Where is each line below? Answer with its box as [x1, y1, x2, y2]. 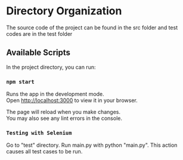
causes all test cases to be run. [6, 148, 83, 155]
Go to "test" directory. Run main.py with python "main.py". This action [6, 141, 178, 149]
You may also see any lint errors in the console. [6, 115, 122, 122]
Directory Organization [6, 4, 122, 18]
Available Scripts [6, 48, 70, 58]
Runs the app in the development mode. [6, 91, 104, 98]
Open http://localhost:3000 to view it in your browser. [6, 97, 138, 104]
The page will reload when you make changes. [6, 109, 121, 116]
